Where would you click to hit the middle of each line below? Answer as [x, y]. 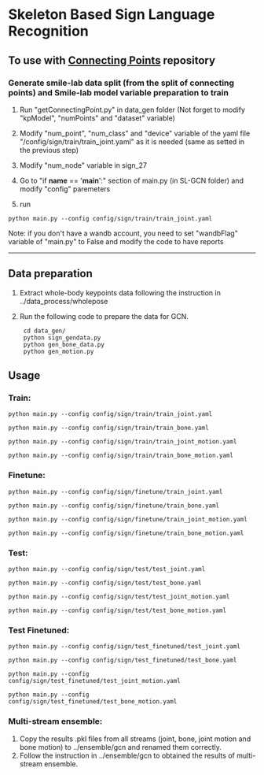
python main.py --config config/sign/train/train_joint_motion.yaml [123, 442]
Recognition [48, 31]
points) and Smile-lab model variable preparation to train [119, 92]
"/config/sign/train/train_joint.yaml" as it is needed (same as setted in [132, 141]
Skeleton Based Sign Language [112, 15]
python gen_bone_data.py [64, 344]
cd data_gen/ [44, 331]
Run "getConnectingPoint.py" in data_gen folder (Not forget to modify [132, 109]
